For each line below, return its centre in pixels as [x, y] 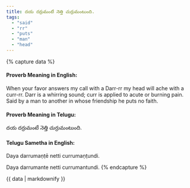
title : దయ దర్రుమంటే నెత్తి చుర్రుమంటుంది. [50, 12]
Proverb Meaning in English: [42, 75]
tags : [13, 17]
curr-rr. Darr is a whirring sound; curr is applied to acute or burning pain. [95, 95]
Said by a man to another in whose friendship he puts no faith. [82, 101]
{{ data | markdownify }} [36, 179]
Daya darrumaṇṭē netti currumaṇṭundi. [53, 156]
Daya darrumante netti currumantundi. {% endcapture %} [77, 167]
